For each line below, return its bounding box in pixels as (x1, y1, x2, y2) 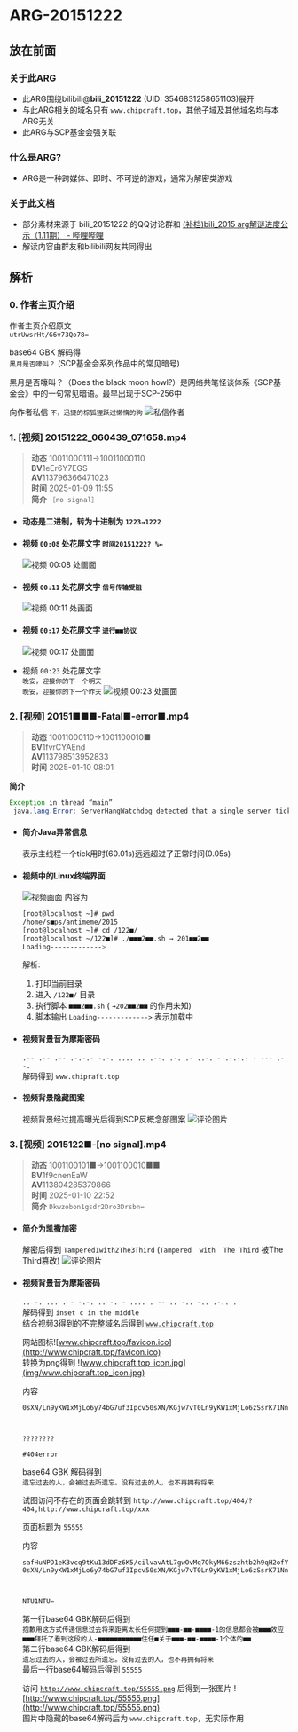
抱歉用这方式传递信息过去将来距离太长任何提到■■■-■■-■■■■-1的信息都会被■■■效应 (21, 1625, 285, 1634)
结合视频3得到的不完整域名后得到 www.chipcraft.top (21, 1318, 215, 1328)
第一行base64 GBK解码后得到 (21, 1613, 131, 1624)
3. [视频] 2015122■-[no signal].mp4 (9, 1138, 167, 1150)
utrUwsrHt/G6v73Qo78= (9, 330, 90, 340)
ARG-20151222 (9, 5, 122, 26)
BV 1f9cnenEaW (30, 1170, 89, 1181)
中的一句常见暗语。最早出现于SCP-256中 (32, 388, 183, 399)
